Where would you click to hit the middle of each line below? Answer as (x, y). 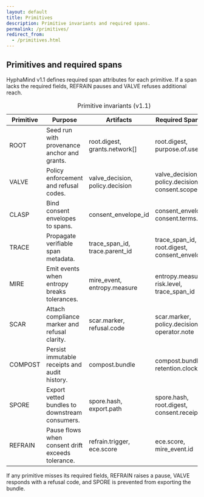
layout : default (27, 12)
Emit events (63, 269)
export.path (105, 409)
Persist (56, 349)
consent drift (65, 445)
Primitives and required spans (64, 65)
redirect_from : (25, 35)
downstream (64, 412)
